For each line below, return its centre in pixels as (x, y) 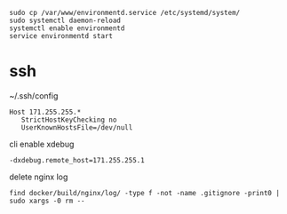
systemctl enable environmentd (67, 28)
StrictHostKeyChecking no (69, 120)
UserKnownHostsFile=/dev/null (77, 127)
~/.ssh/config (34, 95)
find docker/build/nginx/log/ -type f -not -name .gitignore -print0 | (144, 193)
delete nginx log (39, 177)
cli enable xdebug (42, 144)
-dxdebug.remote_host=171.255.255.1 (77, 160)
